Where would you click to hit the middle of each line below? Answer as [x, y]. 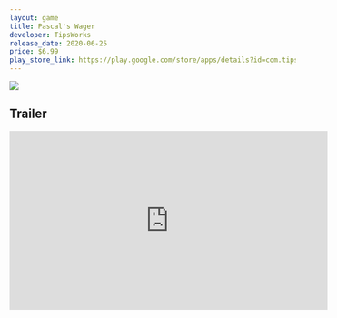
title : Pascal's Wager [52, 26]
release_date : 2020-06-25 [58, 43]
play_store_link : [42, 60]
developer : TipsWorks [50, 35]
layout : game [34, 18]
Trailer [28, 114]
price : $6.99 [34, 52]
